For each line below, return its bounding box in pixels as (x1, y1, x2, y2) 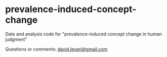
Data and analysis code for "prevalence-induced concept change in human (5, 31, 162, 37)
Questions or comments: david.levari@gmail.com (5, 46, 108, 52)
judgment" (5, 36, 27, 42)
